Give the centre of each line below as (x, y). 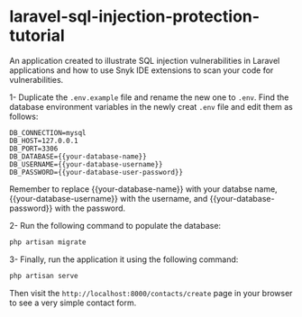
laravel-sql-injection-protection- (134, 17)
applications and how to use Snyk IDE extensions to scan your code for (142, 70)
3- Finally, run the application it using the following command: (124, 259)
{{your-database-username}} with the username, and (109, 198)
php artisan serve (44, 276)
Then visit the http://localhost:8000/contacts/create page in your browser (151, 293)
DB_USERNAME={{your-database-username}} (87, 164)
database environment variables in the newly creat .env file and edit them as (151, 106)
